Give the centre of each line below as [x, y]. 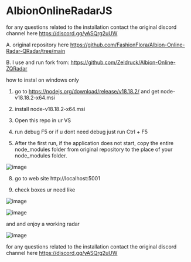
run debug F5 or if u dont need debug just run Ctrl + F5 [81, 132]
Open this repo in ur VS [43, 120]
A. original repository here [37, 45]
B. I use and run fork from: [38, 62]
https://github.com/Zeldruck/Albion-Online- [123, 62]
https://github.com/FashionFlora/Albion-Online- [128, 45]
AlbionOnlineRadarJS [59, 11]
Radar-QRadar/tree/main [36, 51]
